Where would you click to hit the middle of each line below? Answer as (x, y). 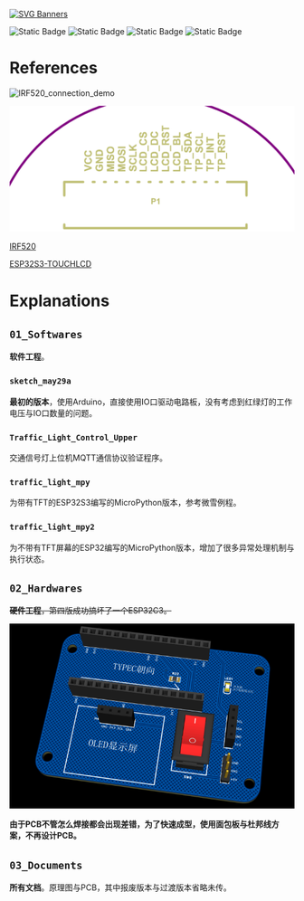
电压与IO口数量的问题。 (53, 413)
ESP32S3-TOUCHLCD (51, 264)
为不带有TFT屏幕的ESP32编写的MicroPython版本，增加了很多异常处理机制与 (152, 547)
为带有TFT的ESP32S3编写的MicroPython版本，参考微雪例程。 (125, 503)
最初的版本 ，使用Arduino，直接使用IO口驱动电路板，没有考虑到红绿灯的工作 (151, 402)
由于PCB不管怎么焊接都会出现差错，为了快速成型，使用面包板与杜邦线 (140, 824)
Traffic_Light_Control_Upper (74, 437)
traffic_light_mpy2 (52, 527)
